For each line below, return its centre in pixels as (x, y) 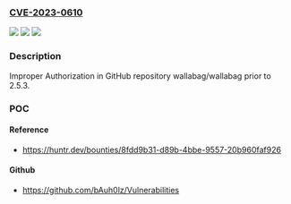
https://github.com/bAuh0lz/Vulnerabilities (101, 190)
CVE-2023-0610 (46, 13)
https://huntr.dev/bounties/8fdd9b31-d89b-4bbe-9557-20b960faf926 (152, 149)
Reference (29, 130)
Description (35, 56)
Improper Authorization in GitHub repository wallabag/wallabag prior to (140, 76)
